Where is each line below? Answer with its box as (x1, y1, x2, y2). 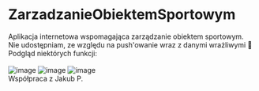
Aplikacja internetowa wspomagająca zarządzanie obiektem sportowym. (8, 32, 244, 41)
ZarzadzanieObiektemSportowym (8, 6, 236, 24)
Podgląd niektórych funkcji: (8, 48, 97, 58)
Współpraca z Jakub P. (8, 74, 84, 83)
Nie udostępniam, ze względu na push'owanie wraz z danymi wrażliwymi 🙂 (8, 40, 253, 49)
